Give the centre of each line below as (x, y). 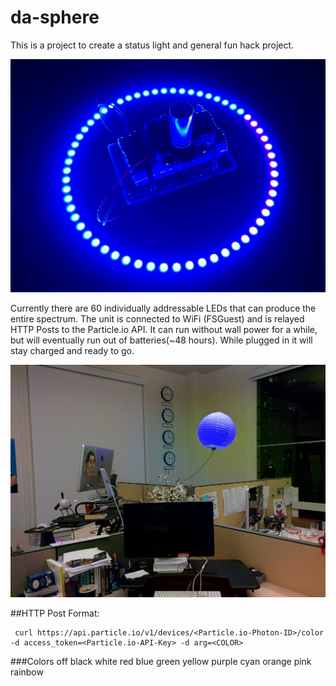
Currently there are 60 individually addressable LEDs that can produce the (163, 308)
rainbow (27, 672)
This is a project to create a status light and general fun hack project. (152, 45)
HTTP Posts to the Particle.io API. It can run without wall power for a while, (164, 329)
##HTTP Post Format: (55, 613)
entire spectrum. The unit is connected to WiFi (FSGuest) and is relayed (157, 318)
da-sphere (55, 17)
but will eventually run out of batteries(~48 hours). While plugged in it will (161, 340)
